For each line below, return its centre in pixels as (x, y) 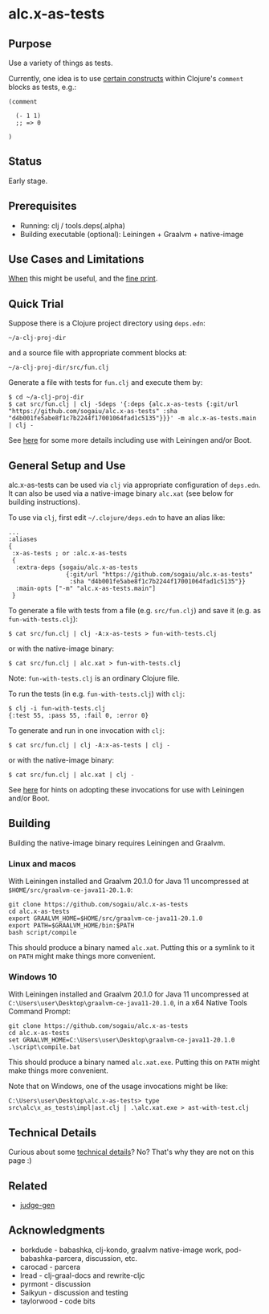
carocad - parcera (50, 1267)
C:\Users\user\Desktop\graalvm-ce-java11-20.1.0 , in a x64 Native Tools (128, 1003)
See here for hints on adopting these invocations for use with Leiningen (126, 790)
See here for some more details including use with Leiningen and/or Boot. (130, 440)
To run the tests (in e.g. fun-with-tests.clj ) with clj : (97, 694)
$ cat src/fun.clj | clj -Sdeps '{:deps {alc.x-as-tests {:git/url (124, 404)
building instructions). (44, 502)
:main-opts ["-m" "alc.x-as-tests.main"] (86, 589)
